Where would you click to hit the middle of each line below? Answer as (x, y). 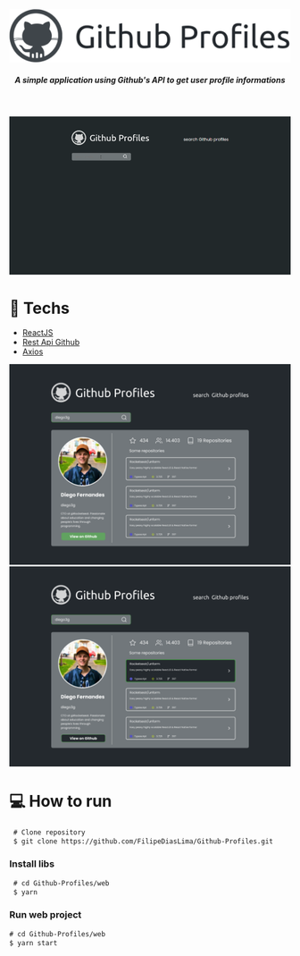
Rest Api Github (51, 343)
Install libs (32, 864)
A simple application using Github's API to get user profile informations (150, 80)
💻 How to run (61, 802)
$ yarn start (33, 943)
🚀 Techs (39, 308)
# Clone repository (50, 832)
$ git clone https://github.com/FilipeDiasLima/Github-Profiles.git (143, 841)
